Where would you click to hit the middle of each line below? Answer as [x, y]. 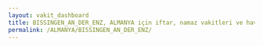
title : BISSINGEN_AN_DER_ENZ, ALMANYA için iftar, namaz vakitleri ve [126, 23]
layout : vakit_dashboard [49, 15]
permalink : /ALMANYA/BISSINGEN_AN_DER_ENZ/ [80, 30]
